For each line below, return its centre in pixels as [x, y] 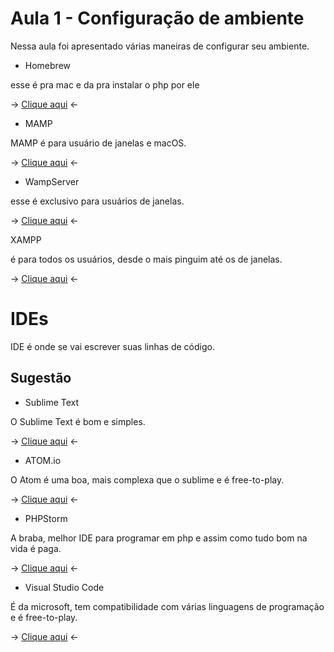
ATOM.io [43, 460]
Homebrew [47, 65]
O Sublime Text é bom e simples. [78, 421]
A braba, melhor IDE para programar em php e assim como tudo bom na [159, 538]
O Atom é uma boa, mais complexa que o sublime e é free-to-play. [147, 479]
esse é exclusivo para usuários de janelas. [97, 201]
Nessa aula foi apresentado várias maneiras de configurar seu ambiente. [160, 46]
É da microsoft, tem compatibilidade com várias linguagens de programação [167, 606]
